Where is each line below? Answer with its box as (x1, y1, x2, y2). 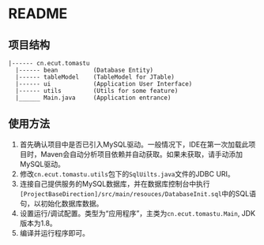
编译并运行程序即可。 (19, 228, 89, 237)
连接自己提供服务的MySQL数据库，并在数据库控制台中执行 (19, 179, 210, 188)
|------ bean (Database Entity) (15, 66, 154, 74)
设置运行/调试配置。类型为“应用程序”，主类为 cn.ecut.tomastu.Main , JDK (19, 208, 255, 217)
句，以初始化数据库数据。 (19, 199, 104, 208)
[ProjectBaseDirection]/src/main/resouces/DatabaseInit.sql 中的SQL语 (19, 188, 257, 198)
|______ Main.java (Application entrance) (15, 94, 172, 102)
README (8, 5, 68, 23)
